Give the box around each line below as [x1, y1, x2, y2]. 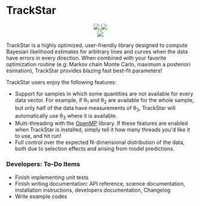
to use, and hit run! [14, 133, 61, 140]
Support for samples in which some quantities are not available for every [14, 90, 194, 97]
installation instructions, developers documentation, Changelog [14, 186, 171, 193]
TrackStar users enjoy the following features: [6, 78, 117, 85]
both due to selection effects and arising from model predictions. [14, 145, 175, 152]
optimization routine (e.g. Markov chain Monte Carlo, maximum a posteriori [6, 60, 191, 67]
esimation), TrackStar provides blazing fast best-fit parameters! [6, 67, 162, 74]
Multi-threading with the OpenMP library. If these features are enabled [14, 120, 188, 127]
